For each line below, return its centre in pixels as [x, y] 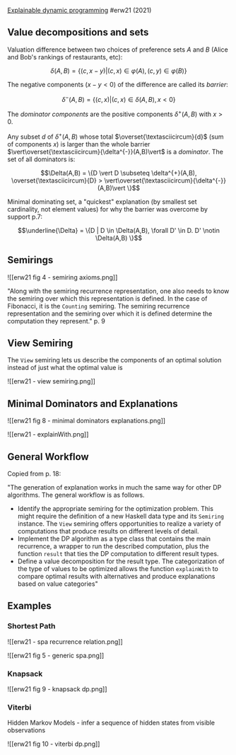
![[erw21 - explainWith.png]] [48, 434]
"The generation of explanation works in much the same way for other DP [114, 488]
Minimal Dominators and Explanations [93, 404]
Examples [29, 606]
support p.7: [25, 217]
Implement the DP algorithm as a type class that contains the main [114, 539]
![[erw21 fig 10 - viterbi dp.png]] [54, 744]
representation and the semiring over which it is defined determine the [110, 313]
